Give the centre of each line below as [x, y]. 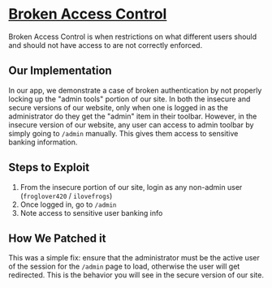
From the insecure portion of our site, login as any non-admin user [131, 187]
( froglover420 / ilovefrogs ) [66, 196]
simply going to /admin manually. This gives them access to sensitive [123, 133]
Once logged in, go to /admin [68, 204]
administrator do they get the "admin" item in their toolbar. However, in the [133, 116]
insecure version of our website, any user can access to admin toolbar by [131, 125]
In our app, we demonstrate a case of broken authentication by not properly [135, 90]
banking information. [43, 142]
